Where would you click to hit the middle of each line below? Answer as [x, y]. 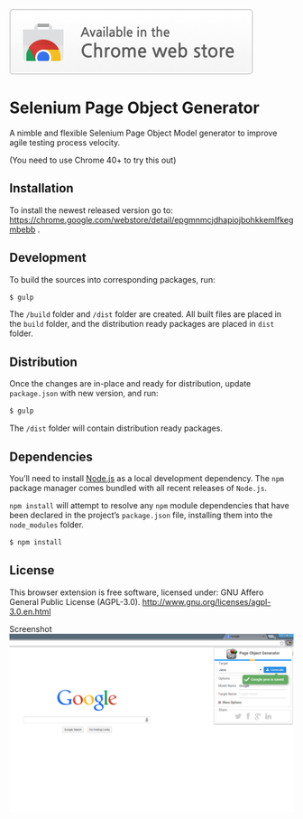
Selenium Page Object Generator [134, 108]
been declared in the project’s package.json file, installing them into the [141, 515]
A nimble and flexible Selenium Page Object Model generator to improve [143, 133]
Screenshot [31, 628]
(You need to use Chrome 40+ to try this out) [93, 160]
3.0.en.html [30, 611]
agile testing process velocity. [65, 142]
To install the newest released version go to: [91, 210]
